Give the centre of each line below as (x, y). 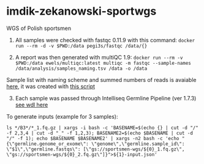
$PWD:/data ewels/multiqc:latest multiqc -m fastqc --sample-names (103, 63)
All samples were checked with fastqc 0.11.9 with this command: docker (105, 40)
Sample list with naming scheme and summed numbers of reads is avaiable (101, 80)
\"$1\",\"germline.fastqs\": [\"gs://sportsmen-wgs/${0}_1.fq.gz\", (96, 149)
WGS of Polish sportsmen (39, 28)
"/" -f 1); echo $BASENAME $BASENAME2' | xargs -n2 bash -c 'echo (93, 138)
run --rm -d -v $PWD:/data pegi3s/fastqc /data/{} (81, 46)
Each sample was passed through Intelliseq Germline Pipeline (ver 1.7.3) (106, 98)
